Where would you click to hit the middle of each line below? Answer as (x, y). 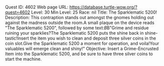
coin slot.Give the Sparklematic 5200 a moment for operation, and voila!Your (82, 43)
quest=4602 (18, 12)
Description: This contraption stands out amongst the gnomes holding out (80, 17)
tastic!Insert (17, 38)
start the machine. (23, 59)
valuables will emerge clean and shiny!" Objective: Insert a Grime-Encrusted (82, 49)
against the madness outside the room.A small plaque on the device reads (80, 22)
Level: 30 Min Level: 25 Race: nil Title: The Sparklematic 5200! (94, 12)
